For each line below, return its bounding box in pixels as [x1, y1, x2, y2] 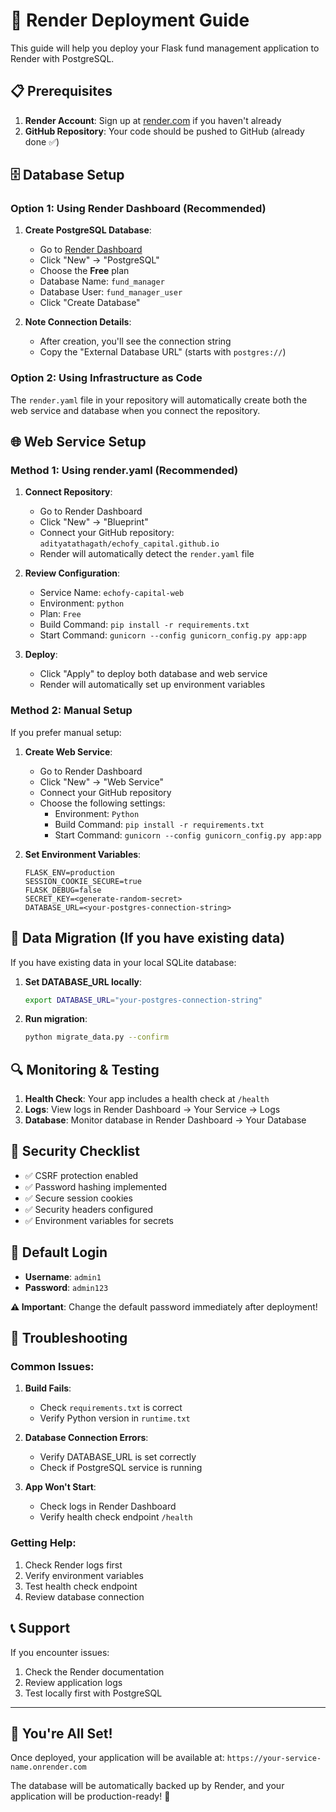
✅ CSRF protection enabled [24, 1169, 139, 1181]
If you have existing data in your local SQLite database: [10, 956, 237, 968]
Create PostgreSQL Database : [24, 224, 152, 236]
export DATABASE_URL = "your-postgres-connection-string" [24, 995, 263, 1005]
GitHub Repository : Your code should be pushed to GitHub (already [24, 125, 305, 137]
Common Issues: [10, 1360, 95, 1374]
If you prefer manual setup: [10, 726, 122, 738]
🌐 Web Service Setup [10, 434, 147, 451]
